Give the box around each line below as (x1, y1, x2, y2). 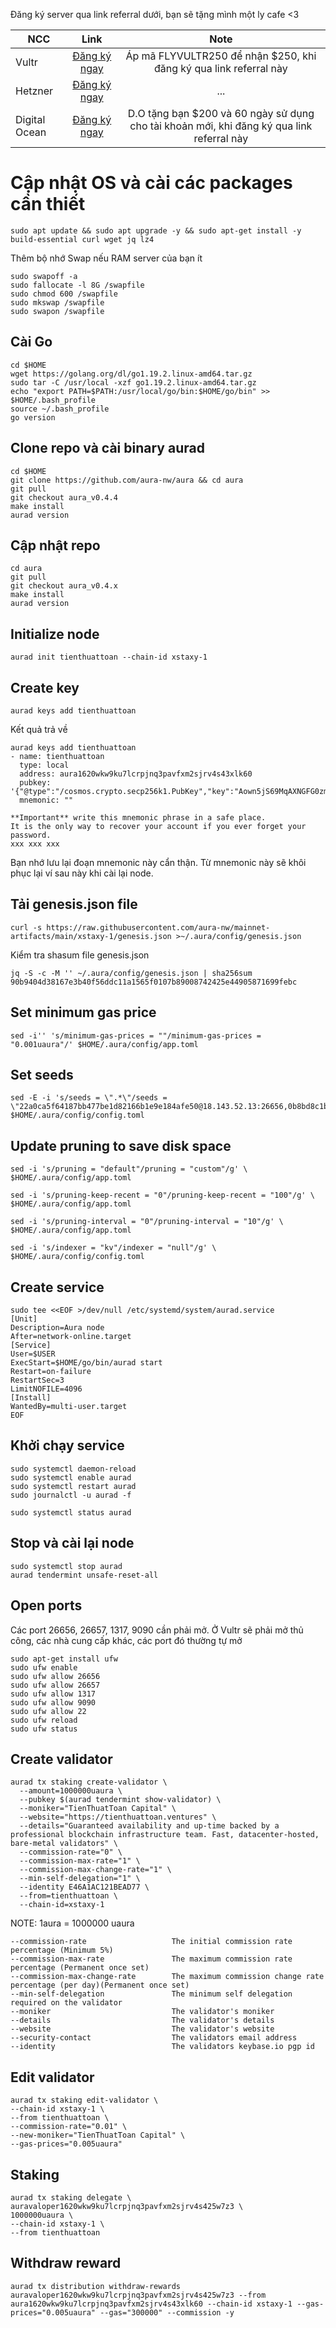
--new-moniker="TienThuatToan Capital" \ (10, 2130, 186, 2141)
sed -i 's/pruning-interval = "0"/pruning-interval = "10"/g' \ (10, 1217, 284, 1227)
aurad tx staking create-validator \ (10, 1777, 168, 1788)
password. (10, 830, 52, 840)
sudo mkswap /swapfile (10, 297, 105, 308)
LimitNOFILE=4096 (10, 1384, 83, 1394)
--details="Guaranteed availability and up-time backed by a (19, 1821, 280, 1831)
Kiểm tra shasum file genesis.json (10, 949, 150, 961)
